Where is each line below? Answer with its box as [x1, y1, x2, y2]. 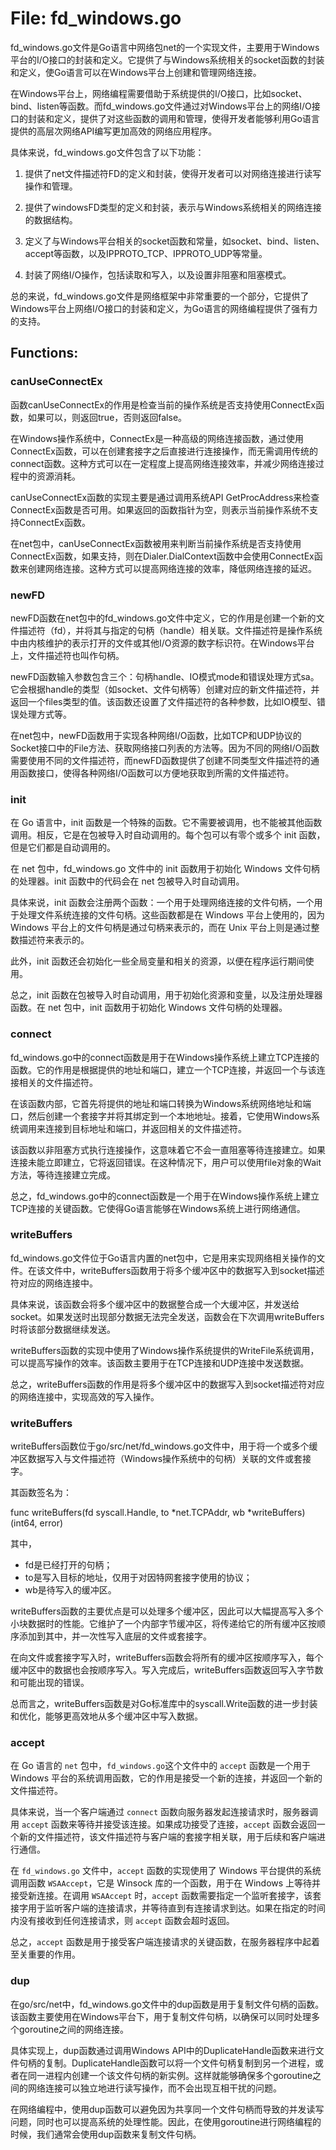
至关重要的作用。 [10, 1948, 81, 1961]
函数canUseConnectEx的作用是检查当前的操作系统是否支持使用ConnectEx [10, 398, 317, 411]
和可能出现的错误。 [10, 1677, 90, 1689]
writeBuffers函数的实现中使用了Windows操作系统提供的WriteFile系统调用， [10, 1344, 320, 1356]
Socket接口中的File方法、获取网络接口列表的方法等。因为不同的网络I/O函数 [10, 742, 320, 754]
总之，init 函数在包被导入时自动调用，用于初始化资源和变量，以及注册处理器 [10, 989, 323, 1001]
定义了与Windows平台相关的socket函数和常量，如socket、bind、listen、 [24, 235, 325, 247]
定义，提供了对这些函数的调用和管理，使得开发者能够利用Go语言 [53, 112, 320, 124]
